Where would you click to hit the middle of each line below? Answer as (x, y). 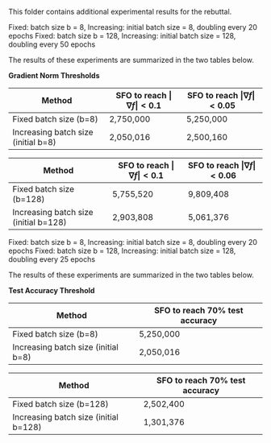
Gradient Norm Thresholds (54, 75)
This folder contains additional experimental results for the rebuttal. (120, 12)
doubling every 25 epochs (52, 259)
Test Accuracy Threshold (52, 290)
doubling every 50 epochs (52, 44)
